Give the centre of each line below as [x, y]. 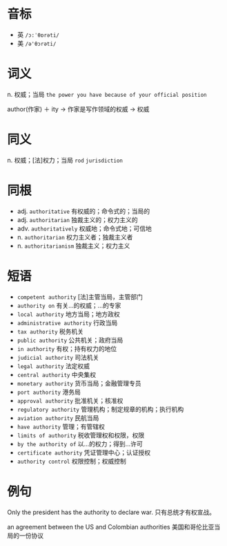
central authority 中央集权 [57, 374]
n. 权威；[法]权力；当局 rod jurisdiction [65, 160]
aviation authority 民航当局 [58, 418]
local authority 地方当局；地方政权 [69, 314]
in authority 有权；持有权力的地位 [67, 348]
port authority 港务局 [49, 392]
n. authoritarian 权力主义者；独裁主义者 [75, 237]
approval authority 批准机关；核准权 [70, 400]
